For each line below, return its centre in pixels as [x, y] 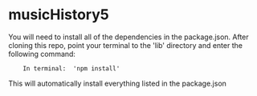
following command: [42, 54]
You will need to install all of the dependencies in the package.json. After [128, 37]
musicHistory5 [59, 15]
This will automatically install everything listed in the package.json [118, 83]
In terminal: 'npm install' [71, 68]
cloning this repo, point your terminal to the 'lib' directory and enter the [126, 45]
